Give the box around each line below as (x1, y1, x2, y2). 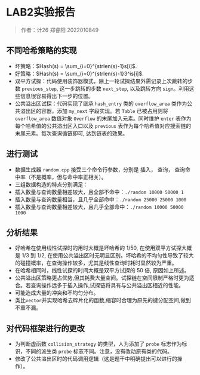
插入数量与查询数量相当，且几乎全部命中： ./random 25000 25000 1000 (14, 195, 187, 203)
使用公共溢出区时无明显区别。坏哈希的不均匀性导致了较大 (53, 252, 194, 259)
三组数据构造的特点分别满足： (14, 180, 88, 188)
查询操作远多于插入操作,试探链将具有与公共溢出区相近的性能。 (30, 282, 184, 289)
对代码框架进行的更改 (6, 323, 85, 333)
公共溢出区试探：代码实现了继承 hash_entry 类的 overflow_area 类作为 (14, 100, 187, 107)
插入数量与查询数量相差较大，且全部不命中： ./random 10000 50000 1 (14, 188, 184, 195)
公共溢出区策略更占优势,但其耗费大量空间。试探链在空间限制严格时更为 (14, 274, 189, 281)
